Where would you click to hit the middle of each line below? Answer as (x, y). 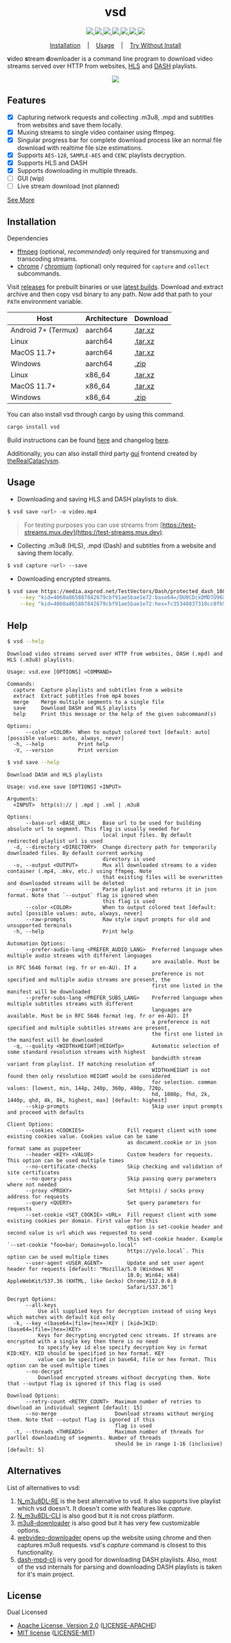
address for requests (38, 1197)
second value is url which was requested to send (80, 1233)
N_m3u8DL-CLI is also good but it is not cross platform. (96, 1516)
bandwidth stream (176, 1058)
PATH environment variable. (45, 302)
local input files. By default (147, 835)
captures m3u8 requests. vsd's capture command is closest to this (112, 1544)
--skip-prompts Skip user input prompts (124, 1106)
